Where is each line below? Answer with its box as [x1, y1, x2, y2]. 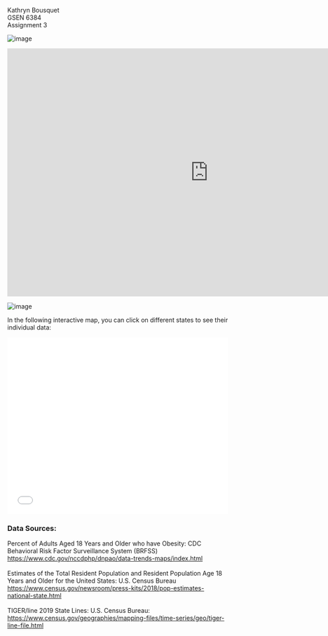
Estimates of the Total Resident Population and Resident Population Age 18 [7, 569, 223, 578]
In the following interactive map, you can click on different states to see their [7, 316, 228, 324]
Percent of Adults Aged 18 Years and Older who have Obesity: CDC [7, 539, 202, 548]
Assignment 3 [7, 21, 48, 29]
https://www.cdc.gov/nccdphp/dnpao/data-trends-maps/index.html [7, 554, 203, 563]
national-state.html [7, 592, 62, 600]
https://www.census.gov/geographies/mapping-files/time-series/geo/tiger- [7, 614, 225, 623]
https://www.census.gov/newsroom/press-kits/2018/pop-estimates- [7, 584, 205, 593]
